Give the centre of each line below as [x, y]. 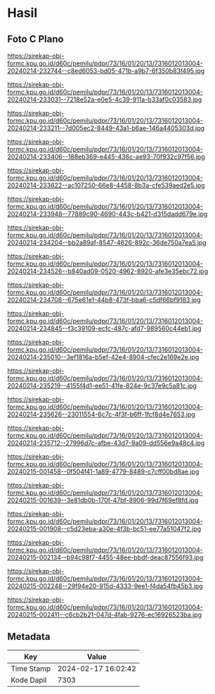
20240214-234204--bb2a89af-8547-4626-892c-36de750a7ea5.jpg [107, 242]
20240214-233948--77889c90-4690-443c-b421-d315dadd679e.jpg [107, 214]
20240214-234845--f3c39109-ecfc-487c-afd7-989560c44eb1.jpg [104, 328]
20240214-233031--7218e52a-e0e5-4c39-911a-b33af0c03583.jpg [105, 99]
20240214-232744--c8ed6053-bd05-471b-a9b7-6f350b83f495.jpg [106, 71]
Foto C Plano [35, 39]
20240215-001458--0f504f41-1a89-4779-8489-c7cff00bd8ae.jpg [103, 471]
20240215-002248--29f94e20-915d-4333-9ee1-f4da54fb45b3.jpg [105, 586]
